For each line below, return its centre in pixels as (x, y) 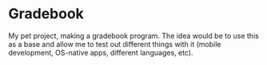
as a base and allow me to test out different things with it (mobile (115, 44)
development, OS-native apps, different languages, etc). (101, 52)
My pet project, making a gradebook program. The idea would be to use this (134, 36)
